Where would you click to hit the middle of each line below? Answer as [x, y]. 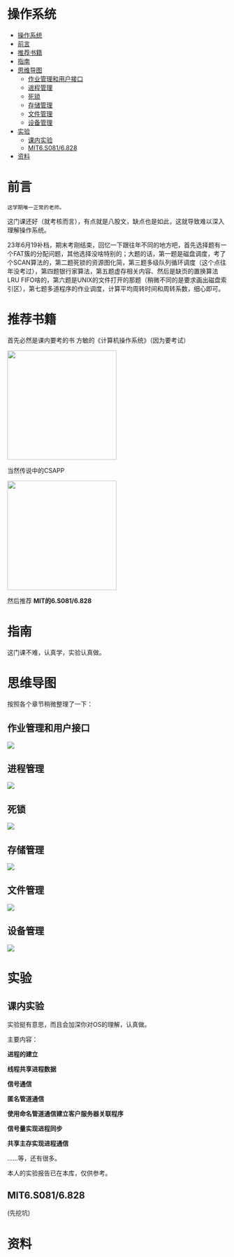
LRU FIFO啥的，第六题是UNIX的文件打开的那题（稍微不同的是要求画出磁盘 [114, 280]
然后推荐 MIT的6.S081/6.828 [50, 601]
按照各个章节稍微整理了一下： [50, 704]
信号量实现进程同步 [35, 1128]
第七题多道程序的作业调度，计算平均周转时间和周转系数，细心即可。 [126, 288]
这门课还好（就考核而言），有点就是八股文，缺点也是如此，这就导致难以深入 [116, 221]
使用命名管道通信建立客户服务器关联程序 [65, 1114]
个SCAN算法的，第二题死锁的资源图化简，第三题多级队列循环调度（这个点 [114, 262]
